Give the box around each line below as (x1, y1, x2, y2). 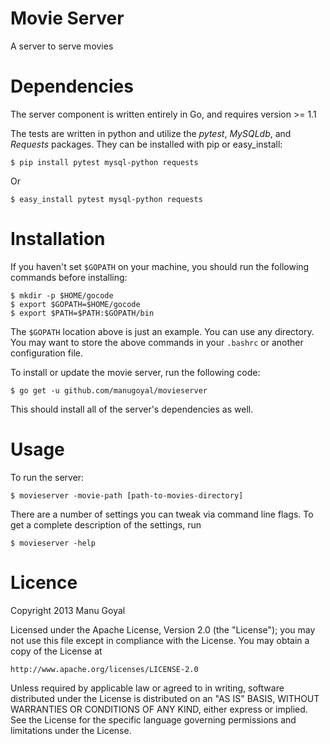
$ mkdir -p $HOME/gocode (10, 290, 114, 301)
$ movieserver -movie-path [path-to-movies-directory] (10, 490, 244, 501)
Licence (10, 571, 78, 594)
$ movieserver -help (10, 538, 97, 548)
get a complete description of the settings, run (10, 518, 202, 531)
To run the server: (10, 471, 85, 483)
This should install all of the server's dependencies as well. (10, 403, 254, 415)
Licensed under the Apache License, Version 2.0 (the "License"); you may (10, 623, 316, 636)
